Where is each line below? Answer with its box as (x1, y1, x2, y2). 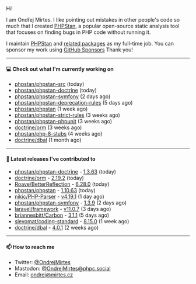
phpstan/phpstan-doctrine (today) (14, 87, 97, 94)
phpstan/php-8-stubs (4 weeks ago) (14, 130, 103, 137)
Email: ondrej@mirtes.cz (14, 271, 73, 278)
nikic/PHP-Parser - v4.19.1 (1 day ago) (14, 193, 105, 200)
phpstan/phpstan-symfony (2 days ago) (14, 93, 111, 100)
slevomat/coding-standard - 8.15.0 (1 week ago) (14, 218, 129, 225)
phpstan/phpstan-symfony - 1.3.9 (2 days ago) (14, 199, 127, 206)
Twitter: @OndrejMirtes (14, 258, 71, 265)
